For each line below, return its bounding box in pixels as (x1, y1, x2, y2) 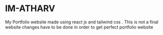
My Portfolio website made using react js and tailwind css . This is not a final (5, 19, 159, 25)
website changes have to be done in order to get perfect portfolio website (5, 24, 154, 30)
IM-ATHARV (5, 3, 55, 14)
